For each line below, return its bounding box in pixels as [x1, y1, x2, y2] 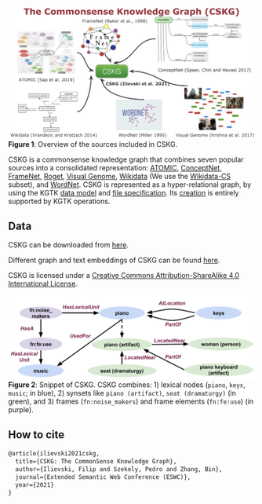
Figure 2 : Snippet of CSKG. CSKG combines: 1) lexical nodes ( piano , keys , [8, 380, 246, 389]
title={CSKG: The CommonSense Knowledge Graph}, [15, 458, 177, 466]
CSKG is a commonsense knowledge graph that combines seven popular [8, 155, 245, 164]
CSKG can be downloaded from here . [8, 240, 129, 250]
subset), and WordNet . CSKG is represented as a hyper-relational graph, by [8, 180, 252, 189]
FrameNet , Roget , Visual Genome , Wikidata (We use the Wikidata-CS [8, 172, 231, 181]
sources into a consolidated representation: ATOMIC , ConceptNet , [8, 163, 222, 173]
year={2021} [15, 481, 55, 489]
